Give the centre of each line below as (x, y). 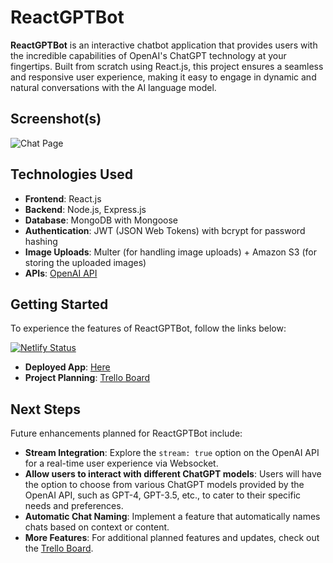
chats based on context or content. (97, 527)
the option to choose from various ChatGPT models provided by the (164, 485)
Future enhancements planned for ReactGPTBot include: (126, 433)
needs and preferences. (74, 506)
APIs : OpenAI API (61, 273)
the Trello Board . (59, 548)
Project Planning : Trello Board (87, 378)
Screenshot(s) (56, 119)
